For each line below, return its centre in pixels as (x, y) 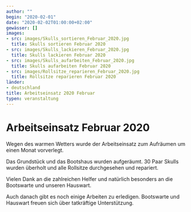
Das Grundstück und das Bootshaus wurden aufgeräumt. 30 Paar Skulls (93, 161)
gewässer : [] (22, 28)
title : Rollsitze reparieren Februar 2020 (64, 77)
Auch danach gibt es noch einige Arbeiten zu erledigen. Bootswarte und (93, 196)
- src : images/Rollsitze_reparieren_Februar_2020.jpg (73, 71)
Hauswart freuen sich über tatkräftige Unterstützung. (70, 203)
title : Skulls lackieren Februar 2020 (59, 55)
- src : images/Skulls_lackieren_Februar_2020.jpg (68, 50)
